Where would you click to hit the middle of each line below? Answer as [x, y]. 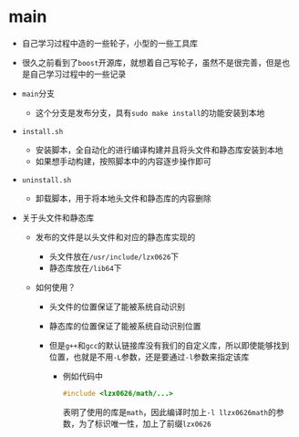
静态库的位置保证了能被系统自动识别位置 [125, 326]
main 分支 [38, 93]
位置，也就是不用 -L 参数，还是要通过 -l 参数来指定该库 [149, 357]
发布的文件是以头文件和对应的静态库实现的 [115, 237]
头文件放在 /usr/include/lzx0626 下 [114, 256]
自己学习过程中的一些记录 [78, 74]
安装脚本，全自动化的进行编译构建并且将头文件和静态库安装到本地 [159, 150]
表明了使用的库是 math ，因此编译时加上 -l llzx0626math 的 [170, 411]
